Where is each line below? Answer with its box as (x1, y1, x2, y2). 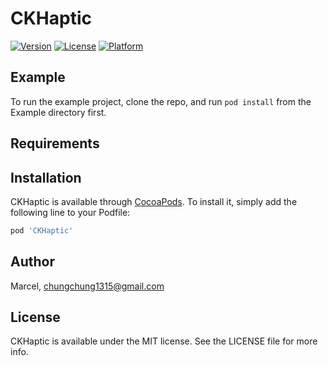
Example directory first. (10, 106, 107, 118)
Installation (10, 169, 82, 186)
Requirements (10, 135, 100, 152)
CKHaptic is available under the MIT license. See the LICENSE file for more (10, 335, 318, 347)
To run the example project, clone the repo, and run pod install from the (10, 95, 312, 107)
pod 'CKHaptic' (10, 225, 74, 236)
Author (10, 253, 55, 271)
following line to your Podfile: (10, 206, 131, 218)
